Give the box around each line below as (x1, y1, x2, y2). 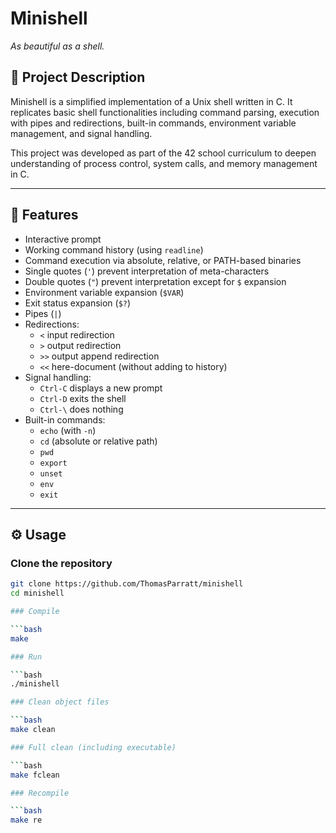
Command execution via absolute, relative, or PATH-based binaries (24, 254, 302, 266)
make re (10, 815, 43, 826)
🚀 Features (10, 207, 79, 224)
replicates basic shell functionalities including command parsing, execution (10, 106, 320, 118)
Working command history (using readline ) (24, 243, 204, 256)
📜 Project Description (10, 69, 146, 86)
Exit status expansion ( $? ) (24, 297, 132, 309)
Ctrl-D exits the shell (39, 392, 127, 404)
